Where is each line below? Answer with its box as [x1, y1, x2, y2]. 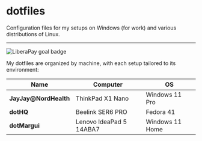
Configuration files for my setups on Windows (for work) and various [6, 24, 177, 31]
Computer [93, 80, 123, 89]
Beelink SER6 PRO [75, 107, 127, 116]
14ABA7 [75, 125, 100, 133]
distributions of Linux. [6, 30, 60, 37]
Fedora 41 [145, 107, 176, 116]
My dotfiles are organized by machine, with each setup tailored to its [6, 59, 176, 67]
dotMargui [9, 121, 40, 130]
